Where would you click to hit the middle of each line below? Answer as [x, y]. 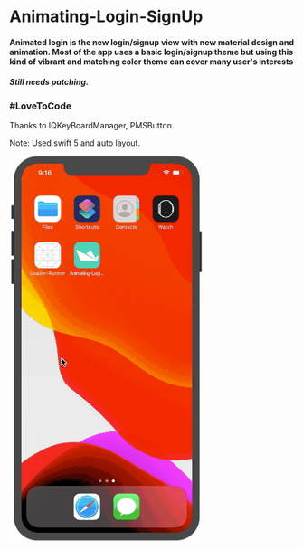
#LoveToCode [41, 106]
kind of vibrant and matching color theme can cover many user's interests [151, 62]
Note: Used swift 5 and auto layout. [75, 143]
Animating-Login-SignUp [106, 17]
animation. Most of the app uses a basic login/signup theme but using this [151, 52]
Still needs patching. [49, 82]
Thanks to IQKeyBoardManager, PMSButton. [92, 126]
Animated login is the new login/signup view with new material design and [152, 42]
